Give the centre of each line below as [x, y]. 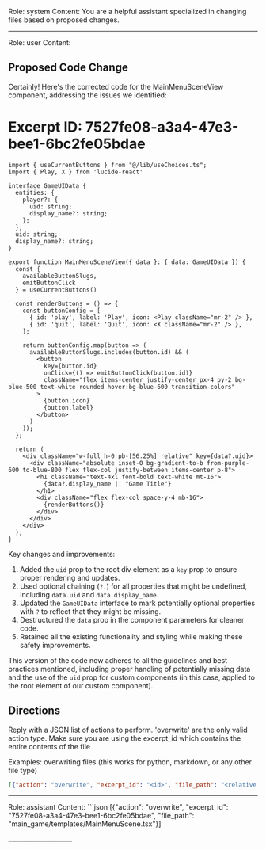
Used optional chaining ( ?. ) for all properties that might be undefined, [133, 586]
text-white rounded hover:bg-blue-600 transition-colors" [138, 387]
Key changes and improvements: [62, 554]
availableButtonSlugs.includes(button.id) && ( [109, 352]
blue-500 [23, 387]
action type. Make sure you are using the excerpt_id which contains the [125, 738]
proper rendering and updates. [70, 577]
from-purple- [228, 463]
